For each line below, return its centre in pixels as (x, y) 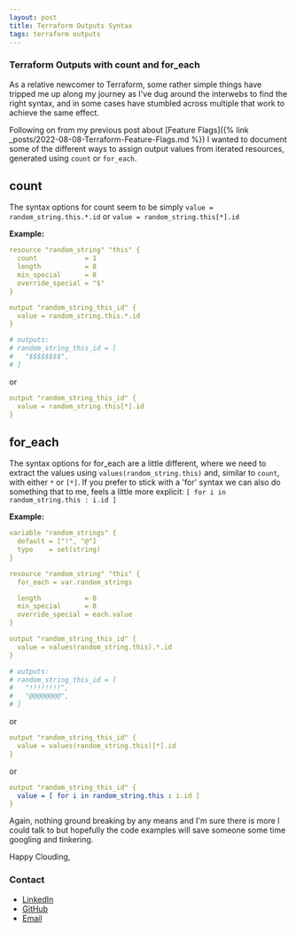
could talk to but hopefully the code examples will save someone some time (148, 830)
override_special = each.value (75, 615)
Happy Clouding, (40, 857)
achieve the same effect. (55, 113)
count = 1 (57, 258)
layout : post (33, 17)
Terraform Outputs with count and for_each (105, 65)
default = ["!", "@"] (57, 541)
